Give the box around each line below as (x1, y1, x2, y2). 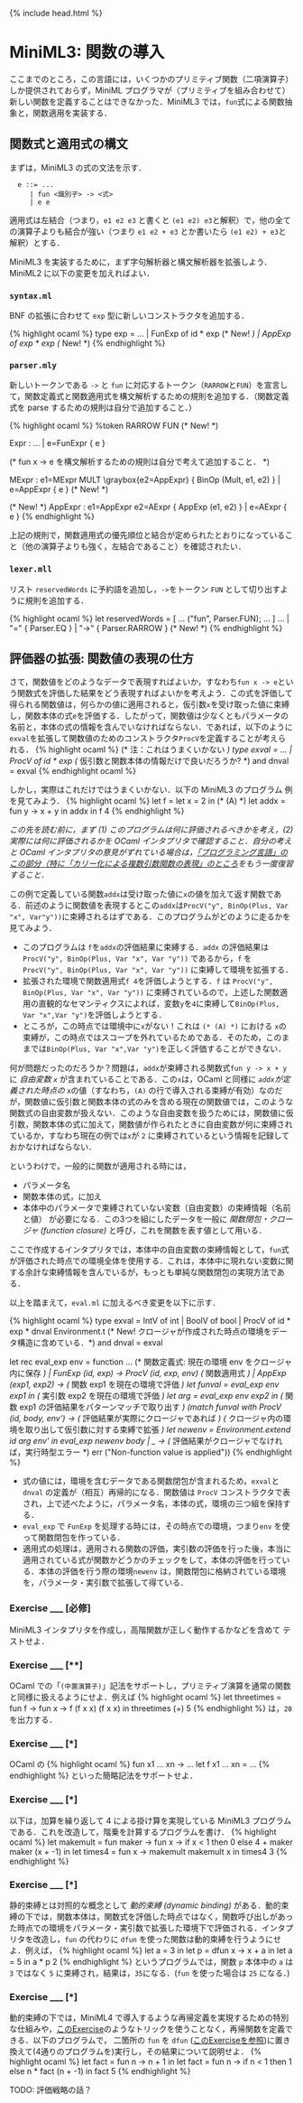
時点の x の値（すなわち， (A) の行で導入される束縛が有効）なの (40, 1085, 275, 1096)
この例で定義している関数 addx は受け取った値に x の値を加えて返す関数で (9, 889, 274, 899)
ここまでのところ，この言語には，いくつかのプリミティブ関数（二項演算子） (9, 73, 294, 84)
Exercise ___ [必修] (9, 1602, 92, 1614)
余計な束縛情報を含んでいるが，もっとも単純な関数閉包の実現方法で (24, 1267, 278, 1278)
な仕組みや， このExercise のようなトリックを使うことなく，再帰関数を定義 (9, 2024, 286, 2034)
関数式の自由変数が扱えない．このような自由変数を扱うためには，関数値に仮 (9, 1108, 294, 1119)
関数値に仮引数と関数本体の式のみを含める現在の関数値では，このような (24, 1096, 294, 1107)
